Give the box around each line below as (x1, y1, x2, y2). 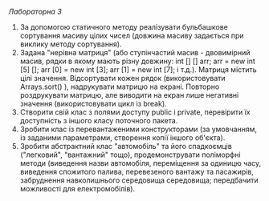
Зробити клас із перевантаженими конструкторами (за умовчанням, (19, 124, 258, 134)
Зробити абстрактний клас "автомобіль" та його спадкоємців (19, 142, 233, 151)
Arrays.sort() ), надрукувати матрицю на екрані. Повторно (19, 82, 220, 91)
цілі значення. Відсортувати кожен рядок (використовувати (19, 74, 226, 82)
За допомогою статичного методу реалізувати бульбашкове (19, 22, 229, 31)
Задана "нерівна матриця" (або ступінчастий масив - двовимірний (19, 48, 251, 57)
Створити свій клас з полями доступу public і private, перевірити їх (19, 107, 251, 117)
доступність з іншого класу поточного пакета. (19, 116, 178, 125)
